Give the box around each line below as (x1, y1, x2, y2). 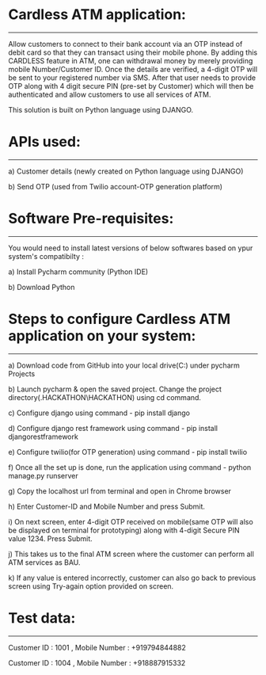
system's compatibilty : (8, 251, 85, 261)
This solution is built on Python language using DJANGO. (8, 105, 194, 114)
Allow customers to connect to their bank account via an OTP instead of (8, 39, 243, 48)
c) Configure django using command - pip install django (8, 408, 190, 418)
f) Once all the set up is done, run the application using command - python (8, 462, 252, 472)
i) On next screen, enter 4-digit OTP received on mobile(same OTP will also (8, 517, 253, 526)
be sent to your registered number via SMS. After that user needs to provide (8, 73, 256, 82)
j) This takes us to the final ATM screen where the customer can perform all (8, 549, 255, 559)
